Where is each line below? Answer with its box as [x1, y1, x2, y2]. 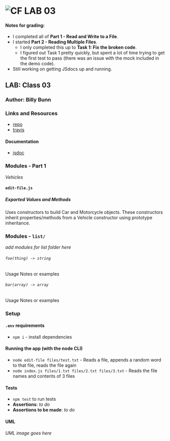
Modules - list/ [5, 232, 46, 239]
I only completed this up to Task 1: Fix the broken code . [20, 44, 137, 50]
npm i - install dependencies [12, 334, 72, 340]
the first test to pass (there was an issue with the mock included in [20, 55, 159, 61]
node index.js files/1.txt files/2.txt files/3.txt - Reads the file [12, 368, 157, 374]
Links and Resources [5, 109, 58, 117]
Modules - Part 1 [5, 162, 47, 170]
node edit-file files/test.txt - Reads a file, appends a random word [12, 357, 161, 363]
